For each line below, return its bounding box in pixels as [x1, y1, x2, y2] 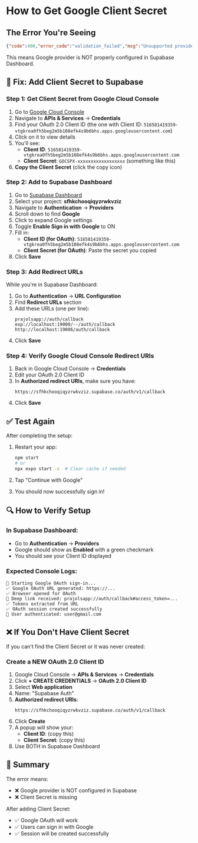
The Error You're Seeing [6, 28, 96, 38]
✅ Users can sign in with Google [14, 823, 94, 830]
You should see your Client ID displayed [14, 552, 112, 559]
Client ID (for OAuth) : [23, 235, 77, 242]
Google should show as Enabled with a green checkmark [14, 546, 154, 553]
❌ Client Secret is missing [14, 794, 78, 801]
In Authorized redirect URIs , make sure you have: [14, 378, 136, 385]
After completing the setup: [6, 432, 72, 439]
